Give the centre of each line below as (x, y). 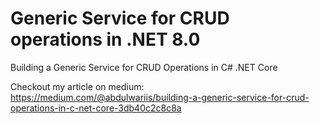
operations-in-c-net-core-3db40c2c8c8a (96, 108)
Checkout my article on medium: (77, 86)
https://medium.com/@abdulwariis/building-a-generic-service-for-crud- (160, 97)
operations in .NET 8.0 (105, 39)
